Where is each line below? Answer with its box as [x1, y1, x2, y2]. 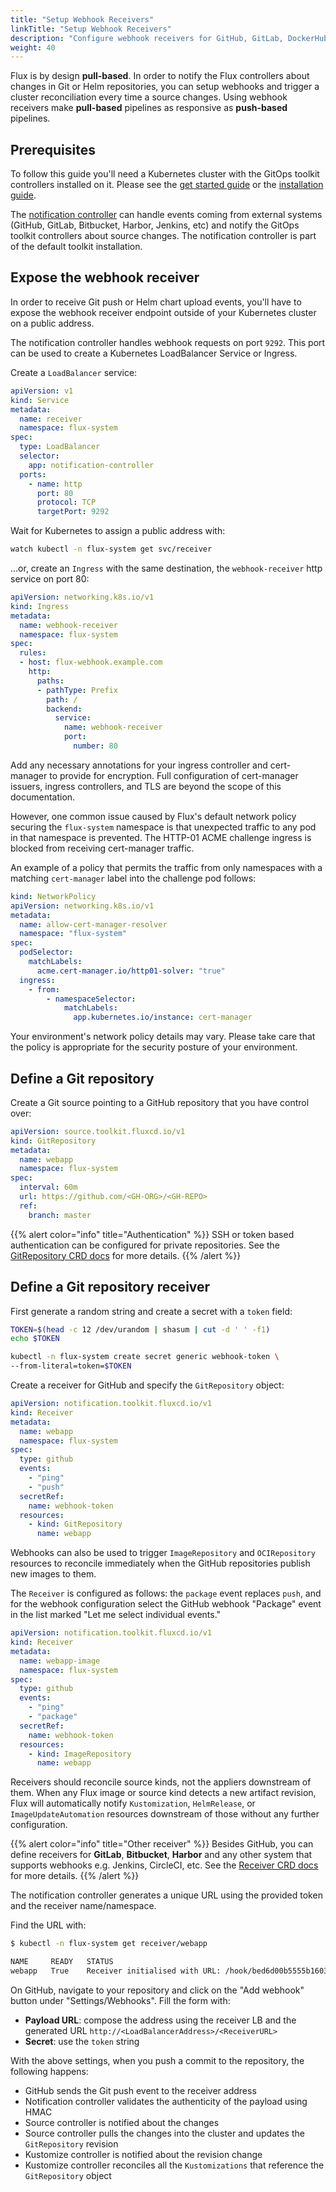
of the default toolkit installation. [10, 241, 143, 253]
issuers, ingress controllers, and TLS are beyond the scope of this [10, 780, 282, 792]
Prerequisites [10, 141, 96, 158]
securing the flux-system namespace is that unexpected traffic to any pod [10, 821, 317, 833]
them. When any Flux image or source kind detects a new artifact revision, [10, 1787, 317, 1799]
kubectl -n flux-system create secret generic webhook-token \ [10, 1352, 280, 1362]
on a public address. [10, 317, 95, 329]
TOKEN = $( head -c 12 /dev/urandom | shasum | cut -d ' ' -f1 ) [10, 1324, 271, 1335]
